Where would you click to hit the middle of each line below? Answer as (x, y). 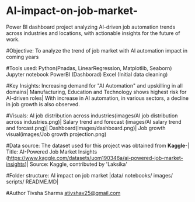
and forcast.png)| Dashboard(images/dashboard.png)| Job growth (86, 128)
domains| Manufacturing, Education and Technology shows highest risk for (96, 92)
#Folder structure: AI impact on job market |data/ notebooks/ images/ (90, 175)
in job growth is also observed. (43, 104)
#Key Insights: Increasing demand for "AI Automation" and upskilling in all (94, 85)
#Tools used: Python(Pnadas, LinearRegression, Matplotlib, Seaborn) (89, 68)
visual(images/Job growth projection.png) (56, 134)
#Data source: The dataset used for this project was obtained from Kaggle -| (98, 145)
